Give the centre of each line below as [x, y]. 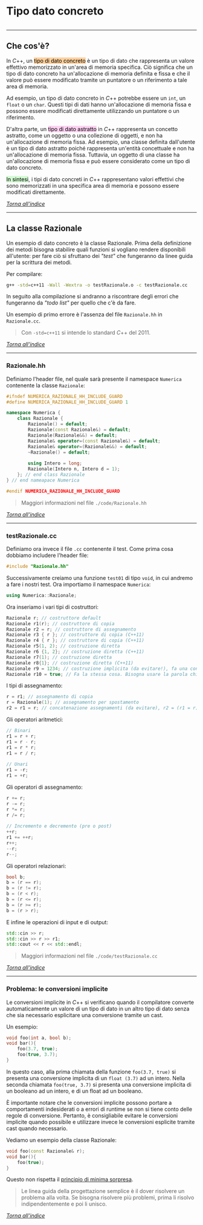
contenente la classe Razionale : [46, 385]
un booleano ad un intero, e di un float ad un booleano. [75, 1091]
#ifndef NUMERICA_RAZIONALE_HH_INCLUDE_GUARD [64, 396]
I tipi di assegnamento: [34, 686]
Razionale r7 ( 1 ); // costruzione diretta [59, 657]
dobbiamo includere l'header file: [47, 555]
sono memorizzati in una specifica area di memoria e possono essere [93, 185]
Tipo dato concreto [55, 11]
